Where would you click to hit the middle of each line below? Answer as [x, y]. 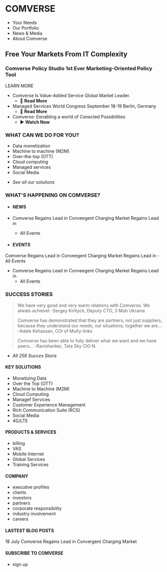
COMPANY [17, 476]
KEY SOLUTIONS [23, 367]
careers [20, 519]
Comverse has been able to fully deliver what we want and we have [87, 340]
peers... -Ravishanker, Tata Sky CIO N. [57, 346]
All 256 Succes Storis [34, 355]
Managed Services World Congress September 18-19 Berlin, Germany [84, 106]
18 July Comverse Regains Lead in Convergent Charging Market [71, 541]
